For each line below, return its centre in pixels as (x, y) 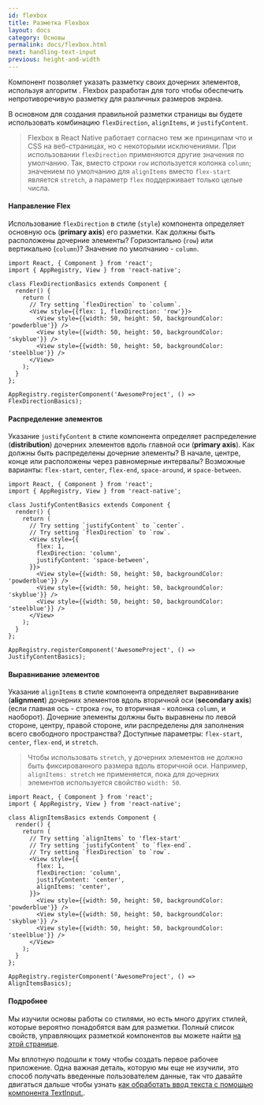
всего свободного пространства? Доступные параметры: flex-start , (125, 734)
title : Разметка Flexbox (49, 23)
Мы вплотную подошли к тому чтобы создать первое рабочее (113, 1059)
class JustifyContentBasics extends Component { (89, 505)
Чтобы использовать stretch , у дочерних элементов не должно (135, 758)
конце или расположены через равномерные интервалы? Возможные (127, 462)
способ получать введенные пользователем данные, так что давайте (125, 1076)
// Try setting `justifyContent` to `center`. (107, 526)
